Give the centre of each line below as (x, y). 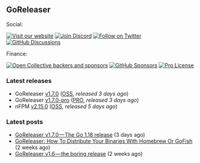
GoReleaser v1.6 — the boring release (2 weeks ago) (79, 154)
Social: (15, 24)
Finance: (17, 54)
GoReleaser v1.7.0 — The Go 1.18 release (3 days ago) (80, 135)
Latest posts (25, 122)
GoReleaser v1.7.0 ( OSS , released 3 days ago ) (72, 94)
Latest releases (29, 81)
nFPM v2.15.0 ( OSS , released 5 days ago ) (66, 106)
